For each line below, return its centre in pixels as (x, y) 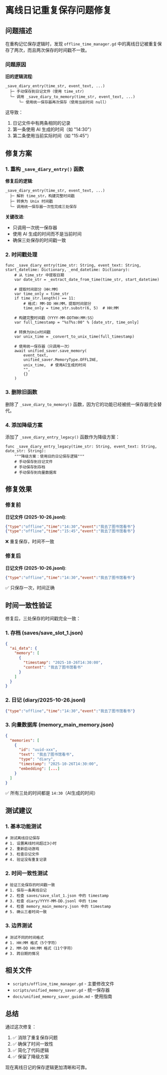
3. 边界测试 (19, 925)
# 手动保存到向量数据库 (35, 472)
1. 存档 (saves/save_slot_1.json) (44, 633)
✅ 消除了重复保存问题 (35, 1037)
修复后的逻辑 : (19, 181)
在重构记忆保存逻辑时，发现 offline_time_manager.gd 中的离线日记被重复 (81, 44)
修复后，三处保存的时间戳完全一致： (43, 618)
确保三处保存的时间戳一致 (39, 240)
